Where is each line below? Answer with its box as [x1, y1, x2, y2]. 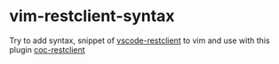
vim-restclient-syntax [9, 6, 175, 26]
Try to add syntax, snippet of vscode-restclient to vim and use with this [9, 35, 270, 46]
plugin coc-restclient [9, 44, 86, 54]
